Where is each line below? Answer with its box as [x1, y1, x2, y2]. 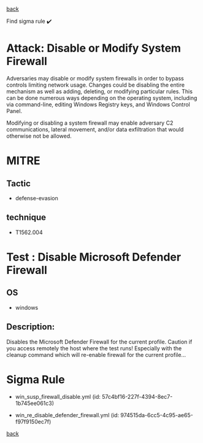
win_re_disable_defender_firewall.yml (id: [15, 411, 120, 418]
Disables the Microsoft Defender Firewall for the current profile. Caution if [6, 338, 193, 345]
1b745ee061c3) [15, 399, 54, 407]
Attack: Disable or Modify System [6, 41, 182, 55]
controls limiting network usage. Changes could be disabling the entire [6, 81, 185, 88]
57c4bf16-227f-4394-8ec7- [102, 393, 173, 400]
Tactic [6, 178, 31, 189]
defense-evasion [15, 194, 58, 202]
